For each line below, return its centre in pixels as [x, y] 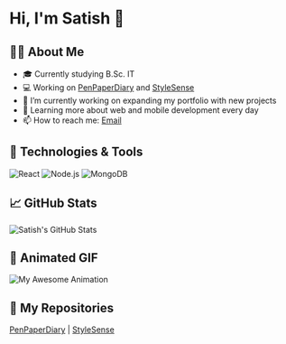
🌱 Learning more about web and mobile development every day [140, 110]
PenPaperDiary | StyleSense [62, 330]
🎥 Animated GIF [54, 258]
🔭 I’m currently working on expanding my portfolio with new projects [149, 100]
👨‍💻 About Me [47, 52]
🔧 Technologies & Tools [76, 152]
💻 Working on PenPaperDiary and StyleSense [108, 88]
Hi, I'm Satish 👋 [67, 19]
